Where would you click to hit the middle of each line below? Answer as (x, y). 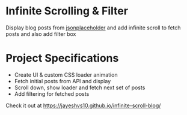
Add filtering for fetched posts (52, 93)
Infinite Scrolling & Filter (67, 11)
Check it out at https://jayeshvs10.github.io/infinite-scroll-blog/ (83, 105)
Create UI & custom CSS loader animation (66, 75)
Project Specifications (62, 58)
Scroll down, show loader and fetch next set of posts (80, 87)
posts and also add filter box (41, 34)
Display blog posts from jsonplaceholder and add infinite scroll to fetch (93, 28)
